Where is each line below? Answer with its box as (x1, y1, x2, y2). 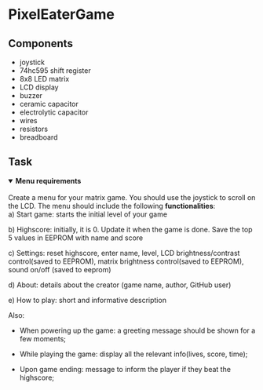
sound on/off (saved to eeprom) (8, 264, 111, 274)
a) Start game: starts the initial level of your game (8, 210, 167, 219)
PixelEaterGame (8, 5, 115, 24)
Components (8, 37, 73, 50)
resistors (19, 124, 49, 133)
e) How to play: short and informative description (8, 295, 167, 304)
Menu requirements (15, 176, 82, 185)
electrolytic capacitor (19, 108, 89, 117)
